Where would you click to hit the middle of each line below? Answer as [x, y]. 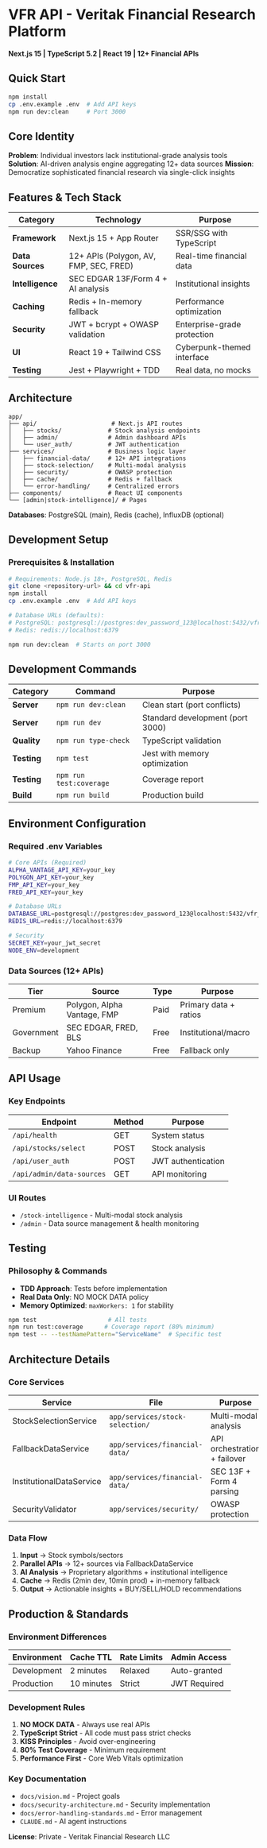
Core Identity [41, 136]
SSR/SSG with [201, 233]
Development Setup [58, 540]
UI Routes [27, 1197]
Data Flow [28, 1537]
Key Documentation [48, 1779]
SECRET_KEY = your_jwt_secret [55, 943]
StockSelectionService [55, 1421]
